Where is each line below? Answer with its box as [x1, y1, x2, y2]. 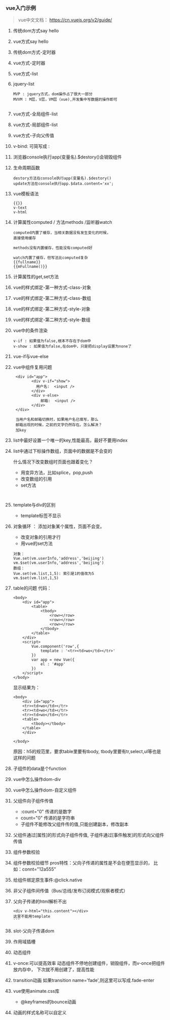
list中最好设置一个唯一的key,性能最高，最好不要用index [13, 437, 128, 444]
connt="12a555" [22, 866, 56, 872]
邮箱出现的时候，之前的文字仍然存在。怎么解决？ [15, 422, 103, 427]
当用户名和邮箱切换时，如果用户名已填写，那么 [15, 417, 99, 422]
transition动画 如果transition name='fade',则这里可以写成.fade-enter [13, 977, 155, 984]
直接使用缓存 [13, 236, 36, 241]
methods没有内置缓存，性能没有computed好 [13, 246, 93, 251]
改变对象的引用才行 [20, 534, 61, 540]
